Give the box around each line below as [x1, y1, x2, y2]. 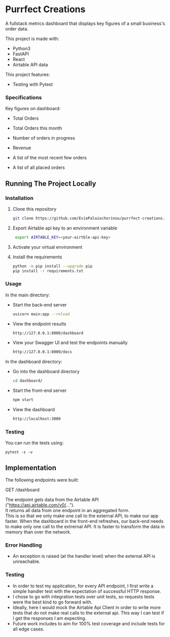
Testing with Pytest [12, 81, 53, 87]
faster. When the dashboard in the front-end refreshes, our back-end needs [5, 518, 164, 524]
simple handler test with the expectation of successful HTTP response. [12, 588, 161, 594]
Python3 [12, 45, 30, 51]
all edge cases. [12, 626, 45, 632]
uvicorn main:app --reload [12, 311, 70, 317]
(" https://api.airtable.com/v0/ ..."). [5, 502, 75, 508]
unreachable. [12, 558, 41, 564]
